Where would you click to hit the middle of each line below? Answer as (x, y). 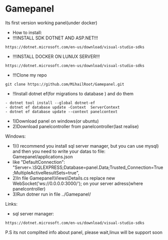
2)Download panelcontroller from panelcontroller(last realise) (75, 126)
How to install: (27, 32)
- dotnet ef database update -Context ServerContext (63, 107)
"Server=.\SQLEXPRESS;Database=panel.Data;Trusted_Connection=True (88, 167)
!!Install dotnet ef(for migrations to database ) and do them (73, 93)
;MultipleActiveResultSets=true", (46, 172)
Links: (11, 204)
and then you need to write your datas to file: (59, 151)
